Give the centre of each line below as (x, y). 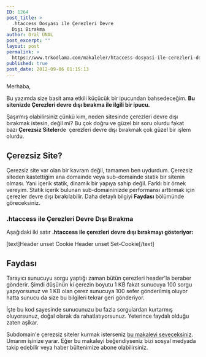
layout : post (23, 47)
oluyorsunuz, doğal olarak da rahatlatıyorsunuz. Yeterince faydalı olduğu (98, 316)
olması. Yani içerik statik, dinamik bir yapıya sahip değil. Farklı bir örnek (96, 183)
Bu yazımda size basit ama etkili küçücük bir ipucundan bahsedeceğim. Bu (101, 98)
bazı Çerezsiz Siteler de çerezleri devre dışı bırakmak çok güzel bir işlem (99, 130)
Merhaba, (19, 86)
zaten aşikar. (22, 323)
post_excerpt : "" (29, 40)
